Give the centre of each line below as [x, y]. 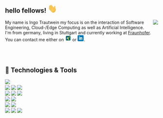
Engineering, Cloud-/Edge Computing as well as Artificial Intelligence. [75, 27]
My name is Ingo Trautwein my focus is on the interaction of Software [74, 22]
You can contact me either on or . [45, 39]
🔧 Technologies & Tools [41, 70]
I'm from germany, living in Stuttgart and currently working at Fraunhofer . [78, 32]
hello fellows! [26, 11]
